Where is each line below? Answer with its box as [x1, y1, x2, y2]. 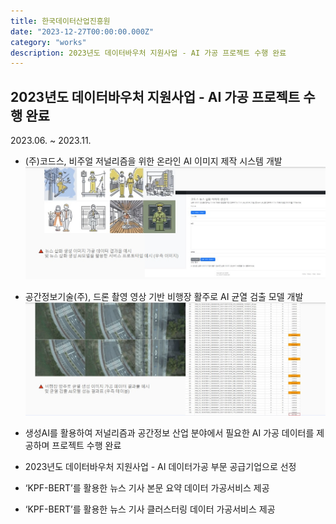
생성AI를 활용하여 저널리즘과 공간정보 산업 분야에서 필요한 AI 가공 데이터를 [24, 427, 315, 439]
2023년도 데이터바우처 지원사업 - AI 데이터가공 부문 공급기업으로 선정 [24, 461, 297, 473]
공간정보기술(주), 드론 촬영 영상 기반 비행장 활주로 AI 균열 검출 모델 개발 [24, 290, 304, 302]
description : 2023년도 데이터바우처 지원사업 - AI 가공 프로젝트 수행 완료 [10, 48, 287, 58]
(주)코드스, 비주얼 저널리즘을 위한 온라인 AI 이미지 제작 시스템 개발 [24, 155, 283, 167]
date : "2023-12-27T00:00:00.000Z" [10, 26, 155, 37]
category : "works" [10, 37, 87, 47]
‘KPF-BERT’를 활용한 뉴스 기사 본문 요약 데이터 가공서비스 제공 [24, 482, 270, 494]
